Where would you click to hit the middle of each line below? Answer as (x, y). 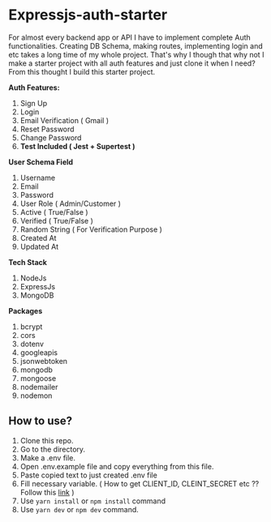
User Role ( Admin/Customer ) (71, 203)
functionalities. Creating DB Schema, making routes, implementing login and (135, 45)
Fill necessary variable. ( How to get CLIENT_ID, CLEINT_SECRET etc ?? (140, 483)
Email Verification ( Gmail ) (65, 120)
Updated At (39, 246)
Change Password (51, 137)
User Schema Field (41, 162)
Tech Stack (28, 262)
